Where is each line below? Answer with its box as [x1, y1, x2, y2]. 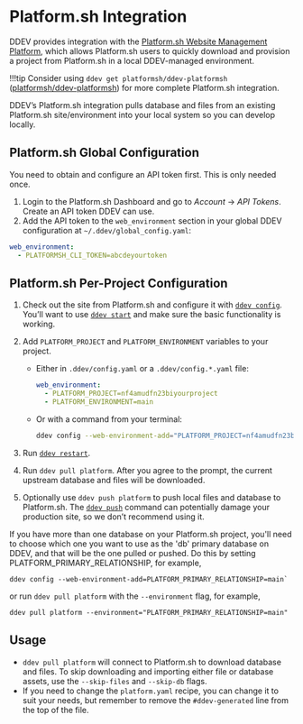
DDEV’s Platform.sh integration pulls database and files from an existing [9, 99, 276, 110]
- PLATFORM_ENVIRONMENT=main [43, 398, 154, 407]
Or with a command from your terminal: [35, 413, 183, 425]
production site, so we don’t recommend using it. [22, 511, 205, 522]
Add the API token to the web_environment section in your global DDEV [22, 215, 282, 226]
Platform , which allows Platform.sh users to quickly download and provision [9, 45, 290, 56]
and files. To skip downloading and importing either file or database [22, 665, 274, 677]
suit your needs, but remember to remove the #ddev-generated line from [22, 694, 289, 705]
